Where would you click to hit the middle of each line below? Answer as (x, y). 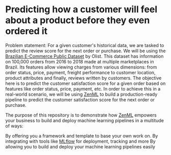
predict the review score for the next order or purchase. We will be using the (86, 51)
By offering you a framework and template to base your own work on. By (82, 136)
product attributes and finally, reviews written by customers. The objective (83, 78)
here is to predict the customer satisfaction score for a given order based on (86, 83)
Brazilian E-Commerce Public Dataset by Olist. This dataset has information (84, 56)
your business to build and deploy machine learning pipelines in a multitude (85, 120)
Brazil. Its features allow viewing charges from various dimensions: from (81, 67)
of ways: (14, 126)
